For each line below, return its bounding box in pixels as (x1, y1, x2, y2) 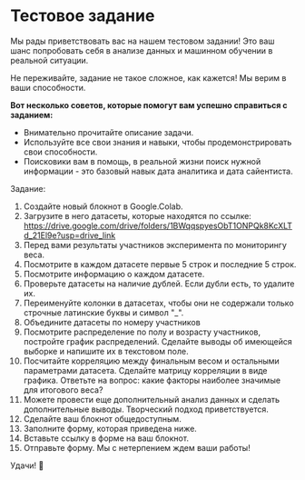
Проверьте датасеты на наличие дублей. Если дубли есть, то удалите (23, 278, 295, 289)
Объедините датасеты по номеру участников (23, 316, 201, 327)
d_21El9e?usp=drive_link (23, 229, 116, 241)
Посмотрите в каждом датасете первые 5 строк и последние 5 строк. (23, 258, 297, 269)
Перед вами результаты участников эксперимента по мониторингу (23, 239, 287, 250)
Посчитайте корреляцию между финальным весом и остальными (23, 355, 280, 366)
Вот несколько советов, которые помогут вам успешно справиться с (10, 99, 289, 110)
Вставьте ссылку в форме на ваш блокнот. (23, 433, 190, 444)
